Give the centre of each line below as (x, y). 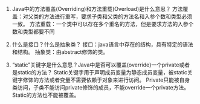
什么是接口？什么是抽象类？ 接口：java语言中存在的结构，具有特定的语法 (102, 44)
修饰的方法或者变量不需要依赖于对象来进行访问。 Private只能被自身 (106, 80)
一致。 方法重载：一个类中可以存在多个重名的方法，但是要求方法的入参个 (103, 24)
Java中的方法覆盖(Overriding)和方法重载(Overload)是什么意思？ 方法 (97, 9)
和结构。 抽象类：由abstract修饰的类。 (60, 52)
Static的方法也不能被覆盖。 (46, 95)
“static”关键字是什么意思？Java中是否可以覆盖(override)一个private (95, 65)
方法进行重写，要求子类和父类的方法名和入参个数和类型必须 (118, 16)
